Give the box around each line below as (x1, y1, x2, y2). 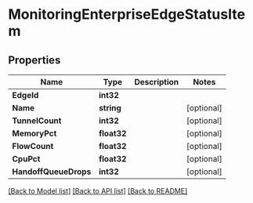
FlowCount (12, 141, 54, 151)
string (99, 103, 121, 113)
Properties (8, 53, 61, 67)
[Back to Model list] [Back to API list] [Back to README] (8, 187, 188, 195)
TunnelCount (12, 115, 62, 126)
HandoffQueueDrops (12, 166, 92, 177)
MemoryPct (12, 128, 57, 139)
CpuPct (12, 154, 41, 164)
